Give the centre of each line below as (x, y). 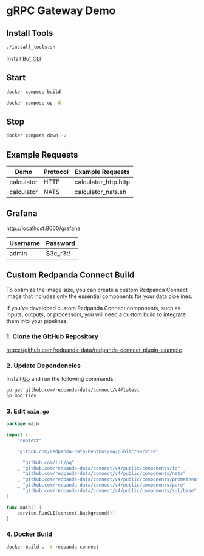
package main (23, 424)
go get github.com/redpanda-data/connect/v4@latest (73, 390)
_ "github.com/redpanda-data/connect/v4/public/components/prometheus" (110, 479)
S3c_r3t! (58, 253)
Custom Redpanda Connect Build (70, 275)
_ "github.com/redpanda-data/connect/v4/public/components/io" (99, 468)
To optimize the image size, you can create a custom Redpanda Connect (97, 290)
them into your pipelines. (37, 321)
